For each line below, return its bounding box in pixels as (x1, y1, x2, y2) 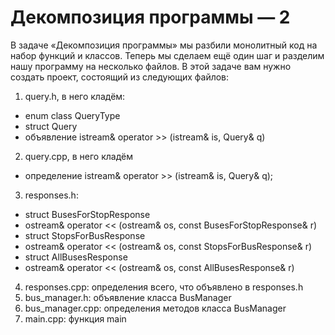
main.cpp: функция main (24, 312, 127, 325)
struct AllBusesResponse (24, 251, 128, 263)
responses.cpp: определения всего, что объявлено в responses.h (24, 281, 304, 293)
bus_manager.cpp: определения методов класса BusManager (24, 302, 287, 314)
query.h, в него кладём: (24, 90, 126, 102)
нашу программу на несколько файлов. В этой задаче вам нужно (10, 60, 292, 72)
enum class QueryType (24, 109, 121, 121)
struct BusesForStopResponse (24, 208, 151, 220)
